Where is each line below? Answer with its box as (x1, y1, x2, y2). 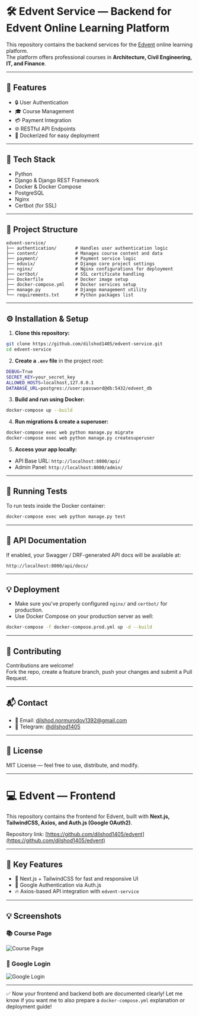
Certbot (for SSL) (14, 202, 57, 209)
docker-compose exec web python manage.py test (6, 514, 126, 520)
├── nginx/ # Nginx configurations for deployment (6, 266, 174, 272)
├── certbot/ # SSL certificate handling (6, 271, 145, 278)
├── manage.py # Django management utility (6, 287, 147, 293)
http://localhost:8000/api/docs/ (6, 563, 89, 569)
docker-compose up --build (6, 407, 73, 413)
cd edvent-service (6, 346, 52, 353)
